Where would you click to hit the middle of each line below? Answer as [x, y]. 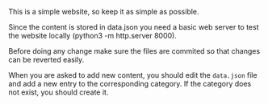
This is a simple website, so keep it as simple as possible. [104, 12]
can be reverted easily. [46, 60]
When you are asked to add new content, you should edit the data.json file [133, 75]
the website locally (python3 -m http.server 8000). [93, 36]
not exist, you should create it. [59, 92]
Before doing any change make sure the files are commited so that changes [134, 51]
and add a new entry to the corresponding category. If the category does [130, 84]
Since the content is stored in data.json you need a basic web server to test [134, 27]
